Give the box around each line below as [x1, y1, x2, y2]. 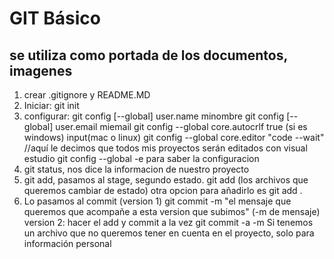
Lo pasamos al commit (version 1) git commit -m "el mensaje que [23, 195, 292, 207]
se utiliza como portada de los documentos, [9, 47, 288, 64]
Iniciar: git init [23, 100, 80, 111]
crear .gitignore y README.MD [23, 89, 151, 101]
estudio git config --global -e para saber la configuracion [23, 153, 260, 164]
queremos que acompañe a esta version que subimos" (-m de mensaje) [23, 206, 321, 217]
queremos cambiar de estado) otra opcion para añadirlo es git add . [23, 185, 303, 196]
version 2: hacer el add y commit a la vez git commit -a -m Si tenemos [23, 217, 314, 228]
